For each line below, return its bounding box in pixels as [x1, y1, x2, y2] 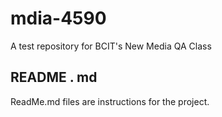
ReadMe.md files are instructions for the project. [10, 95, 210, 107]
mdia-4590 [10, 7, 107, 30]
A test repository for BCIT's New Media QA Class [10, 40, 212, 52]
